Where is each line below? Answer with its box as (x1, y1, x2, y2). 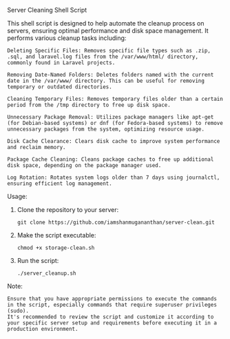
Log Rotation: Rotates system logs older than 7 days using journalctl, (7, 174, 220, 181)
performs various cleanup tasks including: (7, 34, 127, 42)
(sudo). (7, 307, 30, 314)
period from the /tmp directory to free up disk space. (7, 101, 171, 108)
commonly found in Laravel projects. (7, 59, 116, 66)
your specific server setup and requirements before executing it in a (7, 320, 217, 327)
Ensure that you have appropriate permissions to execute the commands (7, 296, 217, 302)
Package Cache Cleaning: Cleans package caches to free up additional (7, 156, 214, 163)
